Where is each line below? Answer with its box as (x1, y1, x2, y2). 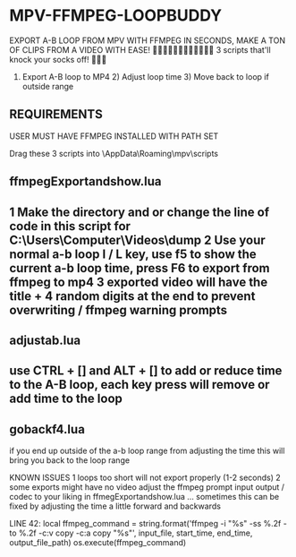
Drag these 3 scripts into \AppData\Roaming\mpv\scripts (9, 148, 219, 159)
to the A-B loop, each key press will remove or (9, 377, 270, 392)
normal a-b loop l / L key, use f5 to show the (9, 246, 257, 261)
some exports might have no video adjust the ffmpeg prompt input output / (9, 482, 284, 493)
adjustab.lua (9, 332, 81, 347)
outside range (21, 81, 74, 91)
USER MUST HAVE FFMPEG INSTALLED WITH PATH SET (9, 131, 219, 141)
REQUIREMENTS (9, 107, 103, 122)
